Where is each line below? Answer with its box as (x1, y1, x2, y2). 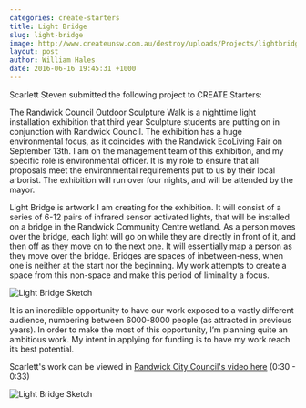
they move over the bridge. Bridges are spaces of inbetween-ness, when (9, 250, 284, 260)
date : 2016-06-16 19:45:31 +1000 (9, 65, 137, 74)
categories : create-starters (9, 13, 120, 23)
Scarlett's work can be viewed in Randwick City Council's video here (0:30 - (9, 361, 296, 372)
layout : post (9, 47, 59, 56)
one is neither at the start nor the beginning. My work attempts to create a (9, 260, 287, 270)
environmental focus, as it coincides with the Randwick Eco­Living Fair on (9, 136, 283, 147)
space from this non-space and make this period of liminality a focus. (9, 270, 270, 280)
